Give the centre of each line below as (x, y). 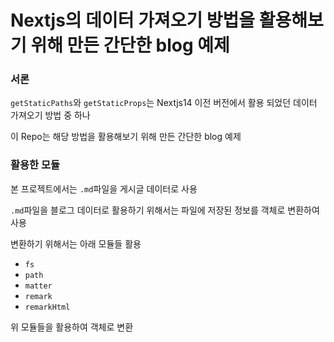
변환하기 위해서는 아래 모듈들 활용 (76, 243)
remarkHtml (47, 307)
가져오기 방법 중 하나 (50, 115)
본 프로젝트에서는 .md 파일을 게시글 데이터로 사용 (104, 188)
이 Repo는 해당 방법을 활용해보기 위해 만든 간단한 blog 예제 (126, 137)
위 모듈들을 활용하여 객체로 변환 (72, 327)
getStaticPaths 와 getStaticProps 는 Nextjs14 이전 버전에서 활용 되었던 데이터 (164, 103)
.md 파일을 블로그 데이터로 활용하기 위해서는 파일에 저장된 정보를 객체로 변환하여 (165, 210)
